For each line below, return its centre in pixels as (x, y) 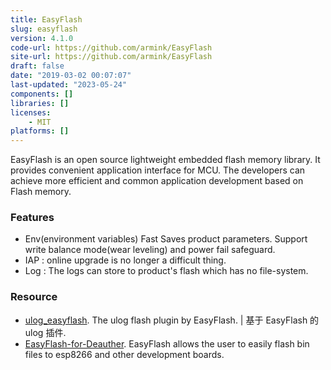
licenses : (31, 112)
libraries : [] (40, 103)
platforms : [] (40, 131)
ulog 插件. (45, 332)
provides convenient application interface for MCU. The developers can (158, 170)
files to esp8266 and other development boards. (124, 354)
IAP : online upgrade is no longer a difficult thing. (125, 260)
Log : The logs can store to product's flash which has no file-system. (166, 271)
